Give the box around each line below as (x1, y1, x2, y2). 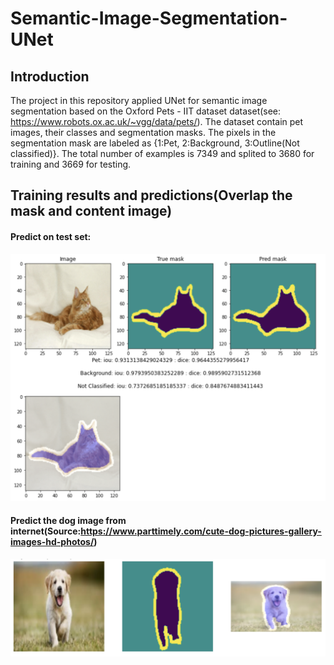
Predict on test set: (10, 230, 92, 242)
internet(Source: (10, 525, 82, 537)
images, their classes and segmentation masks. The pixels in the (10, 127, 277, 138)
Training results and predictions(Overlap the (10, 187, 293, 204)
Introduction (10, 68, 90, 85)
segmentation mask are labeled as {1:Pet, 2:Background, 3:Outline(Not (10, 137, 300, 149)
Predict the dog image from (10, 514, 127, 526)
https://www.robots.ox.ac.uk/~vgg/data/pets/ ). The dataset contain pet (10, 116, 304, 127)
